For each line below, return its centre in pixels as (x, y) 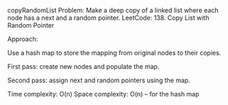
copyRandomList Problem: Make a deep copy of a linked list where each (113, 10)
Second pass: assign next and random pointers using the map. (99, 80)
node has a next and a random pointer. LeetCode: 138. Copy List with (108, 18)
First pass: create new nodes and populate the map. (83, 66)
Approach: (23, 39)
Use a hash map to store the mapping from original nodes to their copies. (114, 53)
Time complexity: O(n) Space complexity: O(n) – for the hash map (103, 94)
